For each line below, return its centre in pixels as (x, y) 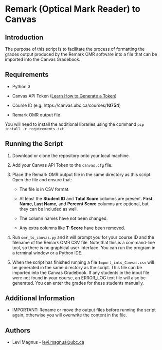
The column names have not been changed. (63, 218)
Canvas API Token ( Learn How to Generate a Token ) (64, 96)
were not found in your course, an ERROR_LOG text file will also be (79, 278)
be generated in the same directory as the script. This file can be (77, 267)
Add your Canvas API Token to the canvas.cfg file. (62, 165)
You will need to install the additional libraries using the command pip (75, 124)
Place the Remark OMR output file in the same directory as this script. (82, 175)
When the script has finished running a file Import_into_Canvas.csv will (83, 262)
